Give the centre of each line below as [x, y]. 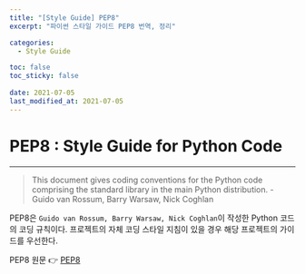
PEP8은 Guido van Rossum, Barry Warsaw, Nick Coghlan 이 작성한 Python [144, 218]
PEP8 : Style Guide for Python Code [146, 146]
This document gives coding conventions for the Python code [147, 180]
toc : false [30, 68]
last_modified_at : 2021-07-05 [67, 101]
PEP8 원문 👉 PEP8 [45, 259]
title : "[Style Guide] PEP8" [64, 18]
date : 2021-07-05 [42, 93]
